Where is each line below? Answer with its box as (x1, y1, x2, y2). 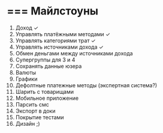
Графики (15, 75, 38, 82)
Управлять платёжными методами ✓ (15, 30, 110, 37)
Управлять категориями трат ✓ (15, 37, 96, 44)
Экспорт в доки (15, 107, 56, 114)
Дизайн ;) (15, 120, 41, 127)
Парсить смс (15, 101, 50, 108)
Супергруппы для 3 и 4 (15, 56, 76, 63)
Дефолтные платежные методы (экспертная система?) (15, 81, 158, 88)
